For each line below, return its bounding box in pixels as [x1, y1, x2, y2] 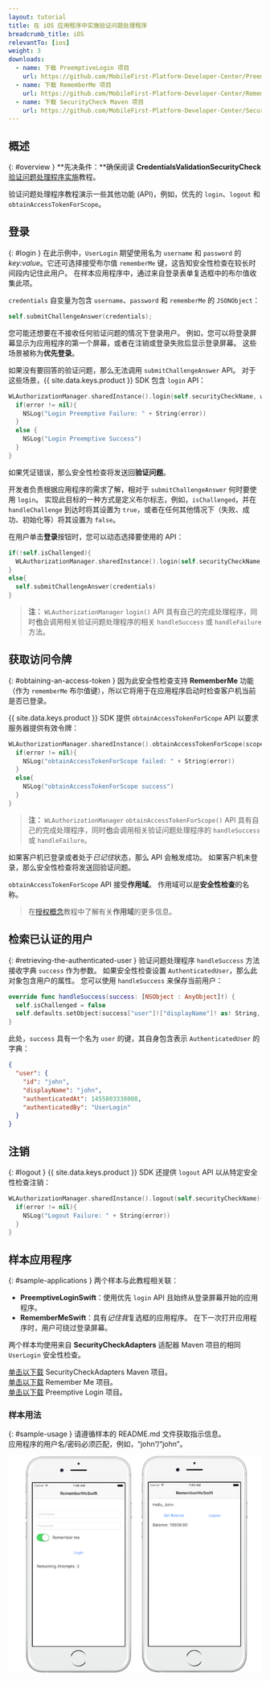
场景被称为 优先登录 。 [8, 348, 79, 357]
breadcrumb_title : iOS [8, 30, 84, 38]
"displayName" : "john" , [22, 1086, 103, 1094]
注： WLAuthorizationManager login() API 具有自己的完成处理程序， [27, 607, 251, 616]
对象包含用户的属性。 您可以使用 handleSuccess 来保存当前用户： [8, 975, 223, 985]
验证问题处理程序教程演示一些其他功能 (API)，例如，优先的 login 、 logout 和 [8, 189, 261, 199]
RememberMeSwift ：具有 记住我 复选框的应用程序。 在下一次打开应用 [19, 1313, 251, 1323]
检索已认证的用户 [8, 932, 93, 946]
